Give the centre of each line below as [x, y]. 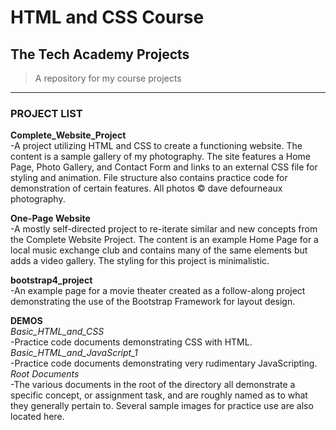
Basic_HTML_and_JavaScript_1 [74, 353]
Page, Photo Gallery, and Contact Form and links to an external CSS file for [164, 167]
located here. [37, 417]
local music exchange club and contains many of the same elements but [159, 250]
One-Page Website [50, 218]
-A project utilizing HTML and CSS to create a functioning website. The [156, 146]
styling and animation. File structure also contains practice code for [149, 178]
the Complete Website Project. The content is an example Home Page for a [164, 240]
